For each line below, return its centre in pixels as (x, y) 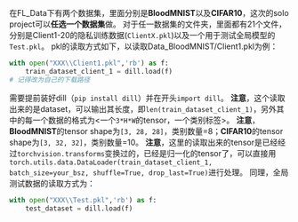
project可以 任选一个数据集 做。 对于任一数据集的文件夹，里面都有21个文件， (148, 24)
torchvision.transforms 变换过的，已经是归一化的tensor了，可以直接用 (147, 153)
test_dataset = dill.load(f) (79, 208)
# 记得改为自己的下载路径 (50, 79)
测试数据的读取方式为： (52, 183)
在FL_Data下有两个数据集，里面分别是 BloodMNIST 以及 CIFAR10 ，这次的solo (149, 13)
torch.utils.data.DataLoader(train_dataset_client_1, (111, 163)
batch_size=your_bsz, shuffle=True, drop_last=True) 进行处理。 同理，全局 (149, 172)
